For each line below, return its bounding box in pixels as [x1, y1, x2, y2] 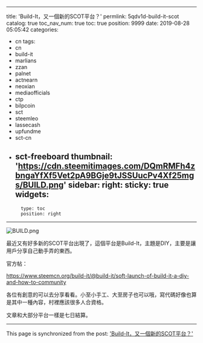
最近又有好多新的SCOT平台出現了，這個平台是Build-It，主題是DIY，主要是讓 [6, 240, 196, 247]
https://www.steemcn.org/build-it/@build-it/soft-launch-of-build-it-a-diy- [6, 272, 189, 279]
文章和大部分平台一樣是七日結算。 [6, 311, 91, 318]
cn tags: [14, 38, 36, 45]
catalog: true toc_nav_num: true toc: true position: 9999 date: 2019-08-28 [6, 19, 190, 27]
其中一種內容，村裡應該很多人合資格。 [11, 298, 107, 305]
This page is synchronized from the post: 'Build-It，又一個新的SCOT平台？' [6, 330, 193, 337]
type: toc [21, 205, 45, 212]
